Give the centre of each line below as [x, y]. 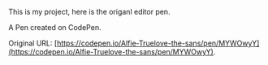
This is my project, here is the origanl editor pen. [89, 12]
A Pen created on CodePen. [55, 27]
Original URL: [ [33, 43]
